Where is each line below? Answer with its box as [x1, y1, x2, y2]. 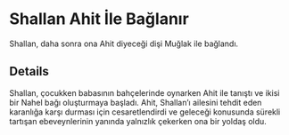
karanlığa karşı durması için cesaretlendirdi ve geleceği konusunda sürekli [9, 107, 281, 117]
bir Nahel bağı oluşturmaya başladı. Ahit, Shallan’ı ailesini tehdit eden [9, 97, 262, 107]
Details [9, 64, 49, 79]
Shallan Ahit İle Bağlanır [9, 9, 189, 29]
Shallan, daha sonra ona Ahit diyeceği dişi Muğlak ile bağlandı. [9, 38, 239, 49]
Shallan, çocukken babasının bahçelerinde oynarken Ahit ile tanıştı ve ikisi [9, 87, 280, 98]
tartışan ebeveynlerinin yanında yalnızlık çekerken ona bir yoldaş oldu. [9, 115, 268, 126]
